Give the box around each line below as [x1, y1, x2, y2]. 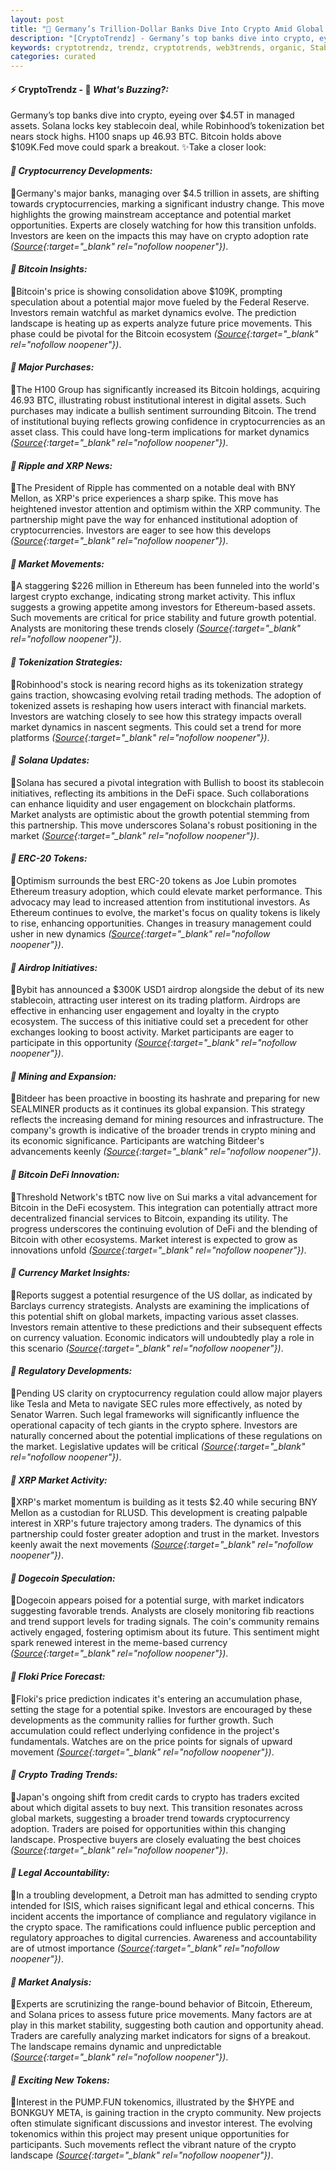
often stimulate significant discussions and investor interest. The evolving [10, 2117, 313, 2130]
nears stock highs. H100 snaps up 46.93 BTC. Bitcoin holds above [10, 131, 282, 143]
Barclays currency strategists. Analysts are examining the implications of [10, 1299, 310, 1311]
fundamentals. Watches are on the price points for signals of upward [10, 1735, 293, 1747]
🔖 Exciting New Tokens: [10, 2074, 110, 2086]
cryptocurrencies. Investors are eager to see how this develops [10, 524, 272, 536]
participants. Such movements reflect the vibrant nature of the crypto [10, 2139, 297, 2151]
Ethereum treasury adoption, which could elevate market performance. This [10, 885, 323, 897]
